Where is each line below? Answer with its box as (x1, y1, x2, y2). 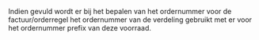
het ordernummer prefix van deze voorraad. (8, 24, 152, 32)
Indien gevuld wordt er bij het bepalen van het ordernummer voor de (8, 7, 232, 16)
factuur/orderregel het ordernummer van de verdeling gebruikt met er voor (8, 15, 252, 24)
